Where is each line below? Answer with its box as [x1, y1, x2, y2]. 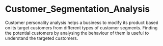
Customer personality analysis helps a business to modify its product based [5, 20, 159, 25]
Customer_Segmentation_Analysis [5, 3, 150, 15]
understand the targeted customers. [5, 35, 79, 41]
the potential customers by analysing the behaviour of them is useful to [5, 30, 149, 36]
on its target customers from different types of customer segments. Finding [5, 24, 158, 30]
